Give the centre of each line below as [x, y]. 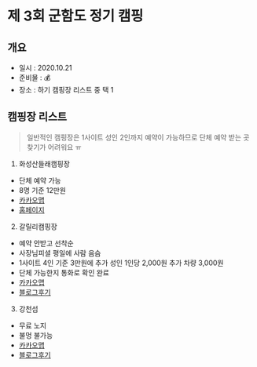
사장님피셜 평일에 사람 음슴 [60, 253]
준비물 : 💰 [35, 78]
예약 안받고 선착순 [46, 243]
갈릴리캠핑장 [38, 226]
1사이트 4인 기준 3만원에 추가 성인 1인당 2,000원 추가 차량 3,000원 [121, 263]
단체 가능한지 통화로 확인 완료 [64, 272]
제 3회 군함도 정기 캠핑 [75, 16]
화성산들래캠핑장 [44, 164]
